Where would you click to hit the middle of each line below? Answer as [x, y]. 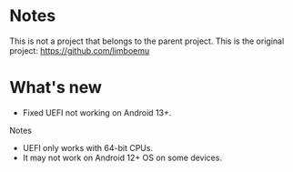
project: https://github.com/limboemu [80, 50]
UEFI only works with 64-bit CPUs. [87, 147]
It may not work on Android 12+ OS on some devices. [122, 157]
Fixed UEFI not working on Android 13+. [97, 112]
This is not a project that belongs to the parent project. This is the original [147, 41]
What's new [56, 88]
